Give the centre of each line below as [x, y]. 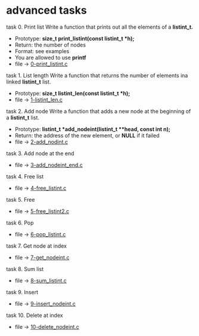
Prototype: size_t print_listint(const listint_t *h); [74, 38]
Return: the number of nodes [50, 45]
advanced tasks [47, 10]
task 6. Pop [20, 223]
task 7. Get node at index [37, 246]
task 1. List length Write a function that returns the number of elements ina [97, 75]
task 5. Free [21, 199]
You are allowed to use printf [50, 57]
